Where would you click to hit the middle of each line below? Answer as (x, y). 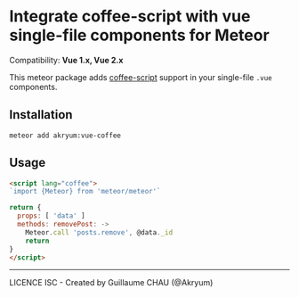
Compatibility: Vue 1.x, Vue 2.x (66, 60)
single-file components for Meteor (139, 35)
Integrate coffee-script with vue (130, 16)
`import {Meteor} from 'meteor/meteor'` (85, 192)
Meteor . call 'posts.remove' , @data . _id (99, 232)
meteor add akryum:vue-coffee (65, 136)
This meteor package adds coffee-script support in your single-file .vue (141, 77)
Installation (41, 115)
